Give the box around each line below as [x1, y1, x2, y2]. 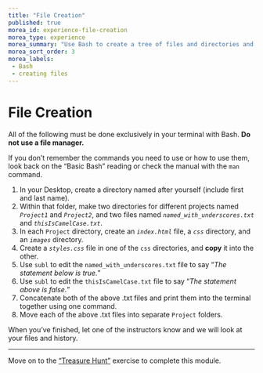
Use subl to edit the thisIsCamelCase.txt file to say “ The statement [19, 276, 236, 286]
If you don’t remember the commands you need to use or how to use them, [8, 153, 250, 162]
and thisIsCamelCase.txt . [19, 218, 103, 227]
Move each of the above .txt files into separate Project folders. [19, 310, 223, 319]
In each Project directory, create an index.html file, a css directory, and [19, 226, 251, 236]
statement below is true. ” [19, 268, 101, 277]
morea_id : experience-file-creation [8, 26, 128, 34]
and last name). [19, 193, 70, 202]
